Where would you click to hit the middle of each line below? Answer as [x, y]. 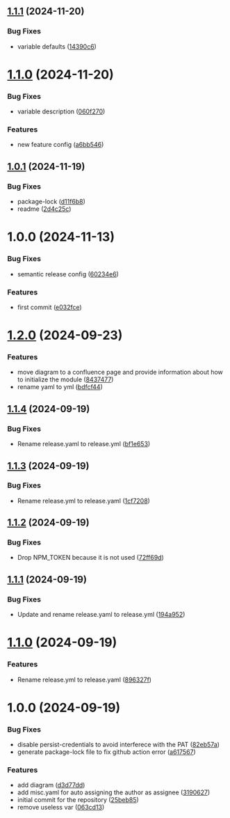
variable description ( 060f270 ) [61, 111]
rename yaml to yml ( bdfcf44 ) [60, 387]
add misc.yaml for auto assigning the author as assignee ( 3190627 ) [114, 792]
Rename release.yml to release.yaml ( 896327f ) [84, 679]
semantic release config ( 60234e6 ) [68, 274]
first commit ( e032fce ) [49, 307]
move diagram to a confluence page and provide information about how [120, 372]
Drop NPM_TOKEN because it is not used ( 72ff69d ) [91, 558]
